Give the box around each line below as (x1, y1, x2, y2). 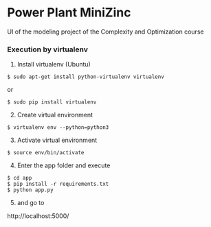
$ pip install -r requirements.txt (7, 180, 109, 188)
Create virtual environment (16, 111, 93, 119)
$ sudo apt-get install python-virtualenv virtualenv (7, 73, 165, 80)
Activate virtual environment (16, 136, 98, 145)
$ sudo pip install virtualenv (7, 99, 97, 106)
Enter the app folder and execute (16, 161, 111, 169)
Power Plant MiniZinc (7, 5, 131, 21)
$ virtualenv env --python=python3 (7, 124, 109, 131)
